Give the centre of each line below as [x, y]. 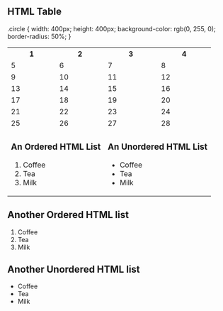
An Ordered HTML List [56, 147]
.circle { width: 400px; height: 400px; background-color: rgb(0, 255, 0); [111, 28]
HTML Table [35, 12]
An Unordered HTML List [157, 147]
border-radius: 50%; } [39, 36]
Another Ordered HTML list [68, 215]
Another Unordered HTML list [74, 269]
